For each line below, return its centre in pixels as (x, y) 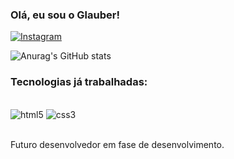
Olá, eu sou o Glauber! (65, 15)
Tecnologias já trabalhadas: (79, 82)
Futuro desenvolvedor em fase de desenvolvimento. (117, 144)
